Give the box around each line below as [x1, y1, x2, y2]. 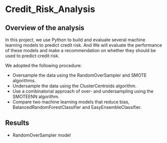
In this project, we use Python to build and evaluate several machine [5, 37, 146, 43]
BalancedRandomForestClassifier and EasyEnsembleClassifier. [12, 104, 141, 110]
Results [5, 119, 29, 127]
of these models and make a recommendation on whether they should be [5, 48, 156, 53]
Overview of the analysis [5, 24, 84, 32]
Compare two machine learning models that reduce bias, [12, 99, 130, 105]
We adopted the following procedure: [5, 63, 82, 68]
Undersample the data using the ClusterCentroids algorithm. [12, 83, 137, 89]
